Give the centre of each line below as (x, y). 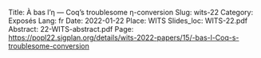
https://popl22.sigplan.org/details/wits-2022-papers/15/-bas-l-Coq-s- (124, 37)
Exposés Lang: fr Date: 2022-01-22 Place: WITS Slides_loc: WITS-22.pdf (128, 21)
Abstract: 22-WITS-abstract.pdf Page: (71, 29)
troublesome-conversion (49, 46)
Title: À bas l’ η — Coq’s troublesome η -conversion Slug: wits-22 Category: (131, 12)
